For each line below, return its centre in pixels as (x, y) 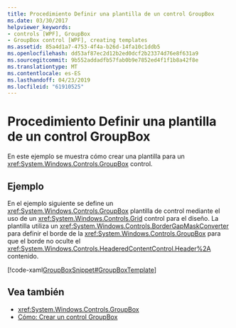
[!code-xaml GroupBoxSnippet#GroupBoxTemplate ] (82, 270)
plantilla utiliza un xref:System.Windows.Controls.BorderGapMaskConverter (118, 226)
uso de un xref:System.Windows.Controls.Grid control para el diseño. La (113, 218)
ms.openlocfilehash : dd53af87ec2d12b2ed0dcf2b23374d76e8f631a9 (103, 54)
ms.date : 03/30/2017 (38, 21)
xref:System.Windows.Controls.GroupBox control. (80, 164)
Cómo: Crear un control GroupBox (68, 317)
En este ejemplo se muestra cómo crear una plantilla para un (96, 156)
